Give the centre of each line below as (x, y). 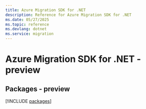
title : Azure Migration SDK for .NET (46, 10)
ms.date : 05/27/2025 (27, 19)
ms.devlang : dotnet (26, 29)
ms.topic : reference (27, 24)
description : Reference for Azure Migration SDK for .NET (68, 15)
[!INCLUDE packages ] (28, 101)
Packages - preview (38, 89)
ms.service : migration (29, 34)
